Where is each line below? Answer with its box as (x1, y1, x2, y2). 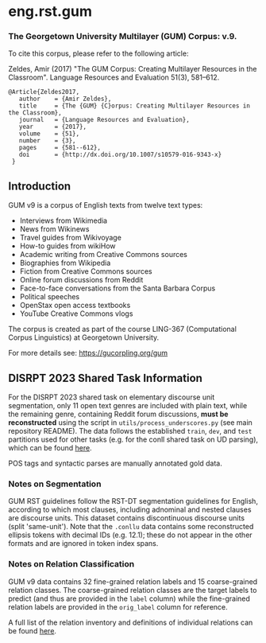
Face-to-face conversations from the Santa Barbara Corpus (19, 283, 216, 293)
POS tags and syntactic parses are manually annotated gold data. (8, 458, 222, 468)
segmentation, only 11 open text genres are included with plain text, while (8, 401, 248, 411)
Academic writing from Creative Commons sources (19, 250, 188, 259)
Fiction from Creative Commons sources (19, 267, 152, 276)
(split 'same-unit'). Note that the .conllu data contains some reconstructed (8, 522, 254, 532)
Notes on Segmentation (8, 478, 102, 489)
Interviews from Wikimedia (19, 216, 108, 225)
